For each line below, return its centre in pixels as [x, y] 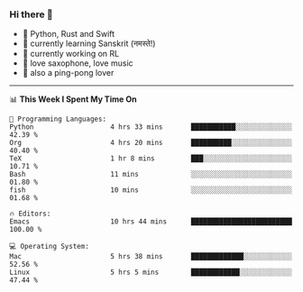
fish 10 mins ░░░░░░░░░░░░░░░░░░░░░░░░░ [151, 190]
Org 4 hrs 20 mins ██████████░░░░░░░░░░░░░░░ [151, 143]
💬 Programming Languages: [58, 119]
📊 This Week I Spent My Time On [73, 99]
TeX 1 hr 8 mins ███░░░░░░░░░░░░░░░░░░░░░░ [151, 159]
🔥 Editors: [30, 214]
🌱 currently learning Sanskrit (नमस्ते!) [89, 43]
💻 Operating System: [50, 247]
